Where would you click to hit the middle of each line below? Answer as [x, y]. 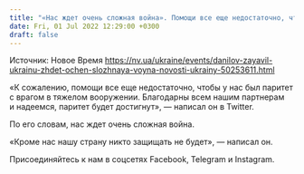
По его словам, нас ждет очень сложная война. [102, 124]
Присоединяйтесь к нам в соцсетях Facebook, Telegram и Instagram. [142, 159]
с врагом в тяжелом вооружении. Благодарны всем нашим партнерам [147, 97]
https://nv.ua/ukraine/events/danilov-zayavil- [189, 61]
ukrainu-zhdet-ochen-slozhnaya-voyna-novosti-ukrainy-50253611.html [142, 70]
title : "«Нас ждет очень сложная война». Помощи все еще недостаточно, [147, 18]
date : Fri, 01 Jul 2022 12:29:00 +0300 [85, 26]
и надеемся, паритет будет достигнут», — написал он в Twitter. [132, 107]
